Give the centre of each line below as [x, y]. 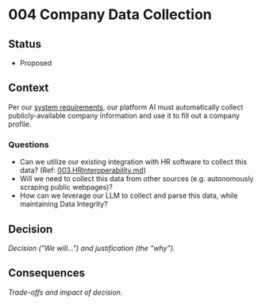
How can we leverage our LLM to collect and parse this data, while [129, 195]
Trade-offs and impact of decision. [65, 292]
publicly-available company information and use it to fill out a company [124, 115]
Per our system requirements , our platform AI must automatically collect [126, 107]
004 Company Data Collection [110, 15]
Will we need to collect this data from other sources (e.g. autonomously [137, 179]
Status [25, 44]
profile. [20, 124]
